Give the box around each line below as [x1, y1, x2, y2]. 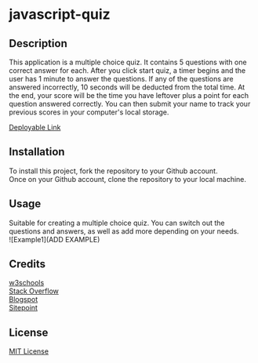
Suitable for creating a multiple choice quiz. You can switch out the [9, 218, 225, 227]
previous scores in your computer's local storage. [9, 107, 169, 117]
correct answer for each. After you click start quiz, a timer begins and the [9, 66, 246, 75]
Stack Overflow [9, 286, 60, 296]
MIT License [9, 347, 49, 356]
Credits [9, 257, 46, 271]
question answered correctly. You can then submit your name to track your [9, 100, 251, 108]
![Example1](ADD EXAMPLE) [9, 234, 100, 244]
